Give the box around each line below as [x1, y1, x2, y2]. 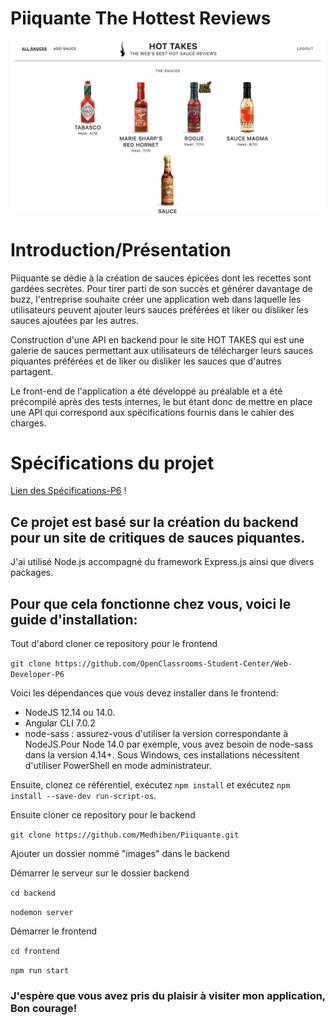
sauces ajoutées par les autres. [10, 314, 140, 326]
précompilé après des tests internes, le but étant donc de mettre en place [10, 395, 313, 407]
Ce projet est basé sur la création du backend [10, 513, 299, 531]
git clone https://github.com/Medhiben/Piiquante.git [10, 830, 240, 841]
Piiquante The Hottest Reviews [10, 7, 272, 30]
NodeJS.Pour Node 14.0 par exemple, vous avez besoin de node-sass [24, 738, 314, 751]
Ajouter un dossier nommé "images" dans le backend [10, 848, 230, 860]
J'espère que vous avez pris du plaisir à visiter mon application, [10, 988, 326, 1002]
